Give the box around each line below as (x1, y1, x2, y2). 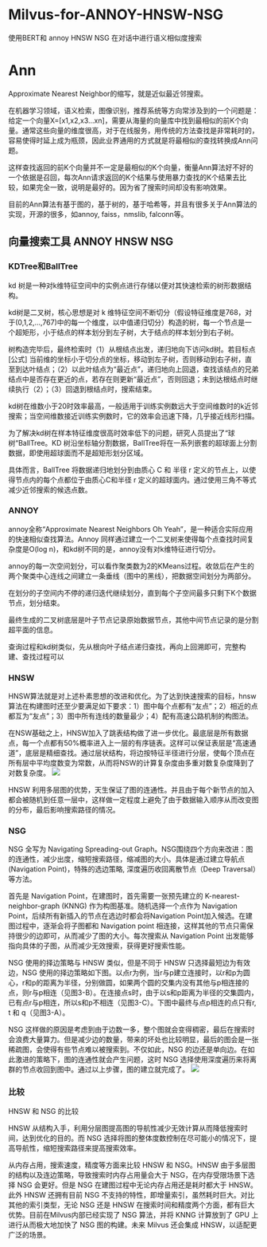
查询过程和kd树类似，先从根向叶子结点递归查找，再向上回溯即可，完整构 (8, 642, 246, 651)
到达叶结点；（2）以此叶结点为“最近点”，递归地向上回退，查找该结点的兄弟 (14, 364, 259, 374)
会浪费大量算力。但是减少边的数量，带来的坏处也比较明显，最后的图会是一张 (8, 1035, 259, 1044)
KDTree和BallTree (8, 261, 79, 272)
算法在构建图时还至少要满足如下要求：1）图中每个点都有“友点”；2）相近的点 (8, 702, 258, 711)
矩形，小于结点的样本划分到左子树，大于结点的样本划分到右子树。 (21, 327, 238, 336)
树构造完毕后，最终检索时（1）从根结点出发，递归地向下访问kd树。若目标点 (8, 344, 256, 354)
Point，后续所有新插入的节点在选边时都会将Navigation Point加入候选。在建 (8, 911, 253, 921)
